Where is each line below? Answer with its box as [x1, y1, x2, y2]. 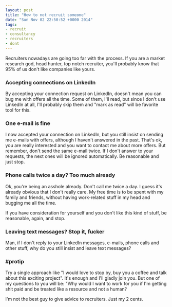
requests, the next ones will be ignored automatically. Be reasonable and [5, 153, 159, 159]
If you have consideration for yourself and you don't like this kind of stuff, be [5, 209, 167, 216]
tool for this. [5, 107, 31, 113]
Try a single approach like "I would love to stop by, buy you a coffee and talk [5, 269, 167, 276]
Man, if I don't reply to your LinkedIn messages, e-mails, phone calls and [5, 240, 159, 246]
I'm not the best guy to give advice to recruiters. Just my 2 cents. [5, 296, 143, 302]
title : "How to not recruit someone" [5, 12, 86, 17]
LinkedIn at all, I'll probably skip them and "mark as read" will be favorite [5, 101, 158, 108]
